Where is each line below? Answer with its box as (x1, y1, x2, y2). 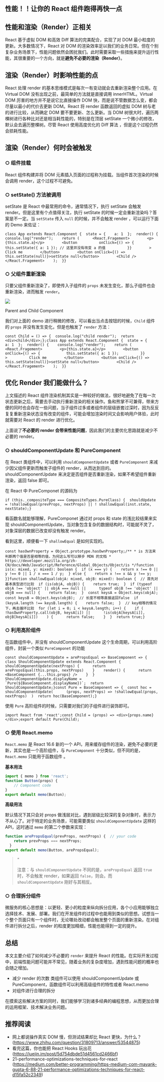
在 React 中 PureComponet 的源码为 (5, 488, 78, 494)
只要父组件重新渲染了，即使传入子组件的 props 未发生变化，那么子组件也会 (5, 283, 155, 289)
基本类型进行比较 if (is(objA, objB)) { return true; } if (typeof (5, 582, 152, 587)
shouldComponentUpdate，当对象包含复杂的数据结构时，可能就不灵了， (10, 522, 157, 528)
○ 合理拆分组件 (5, 893, 41, 899)
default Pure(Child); (36, 717, 80, 722)
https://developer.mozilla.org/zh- (5, 559, 78, 564)
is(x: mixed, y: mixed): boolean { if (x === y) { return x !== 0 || (5, 567, 159, 572)
